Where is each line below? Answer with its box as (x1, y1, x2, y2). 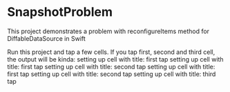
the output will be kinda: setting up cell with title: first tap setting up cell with (7, 55, 224, 63)
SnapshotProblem (7, 4, 113, 20)
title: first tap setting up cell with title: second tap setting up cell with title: (7, 62, 215, 71)
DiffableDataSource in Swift (7, 34, 86, 42)
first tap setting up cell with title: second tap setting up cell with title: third (7, 70, 216, 78)
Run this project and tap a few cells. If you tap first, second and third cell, (7, 48, 215, 56)
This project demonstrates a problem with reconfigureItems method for (7, 27, 209, 35)
